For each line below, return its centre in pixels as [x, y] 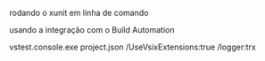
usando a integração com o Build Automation [92, 30]
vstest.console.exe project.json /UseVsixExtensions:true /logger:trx [132, 47]
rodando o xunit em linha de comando [79, 13]
